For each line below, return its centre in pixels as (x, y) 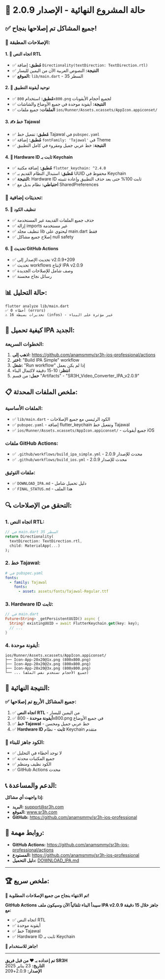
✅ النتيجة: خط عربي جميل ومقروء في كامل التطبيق (59, 145)
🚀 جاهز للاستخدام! (22, 946)
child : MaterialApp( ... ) (35, 546)
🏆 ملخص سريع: (27, 881)
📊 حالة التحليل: (26, 293)
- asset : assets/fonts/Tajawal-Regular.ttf (63, 591)
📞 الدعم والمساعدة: (31, 785)
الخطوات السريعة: (25, 344)
